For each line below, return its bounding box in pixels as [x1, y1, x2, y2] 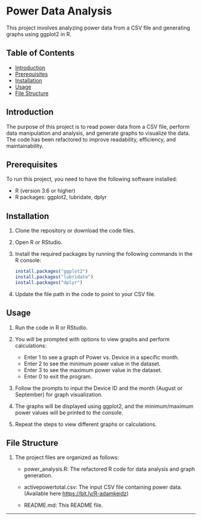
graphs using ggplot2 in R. [6, 30, 72, 37]
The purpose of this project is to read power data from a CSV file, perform [6, 123, 190, 130]
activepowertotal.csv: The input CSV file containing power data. [23, 483, 182, 491]
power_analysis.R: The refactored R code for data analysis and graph [23, 465, 195, 473]
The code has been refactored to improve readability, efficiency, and [6, 135, 176, 143]
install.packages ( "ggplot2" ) [14, 268, 88, 274]
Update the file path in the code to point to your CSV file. [14, 290, 156, 297]
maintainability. [6, 142, 44, 149]
